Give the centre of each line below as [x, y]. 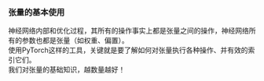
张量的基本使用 [37, 12]
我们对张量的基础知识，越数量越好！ [67, 70]
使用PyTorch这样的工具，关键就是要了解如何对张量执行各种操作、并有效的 [128, 50]
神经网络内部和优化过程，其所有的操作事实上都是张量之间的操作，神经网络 [128, 31]
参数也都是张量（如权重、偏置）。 [75, 40]
